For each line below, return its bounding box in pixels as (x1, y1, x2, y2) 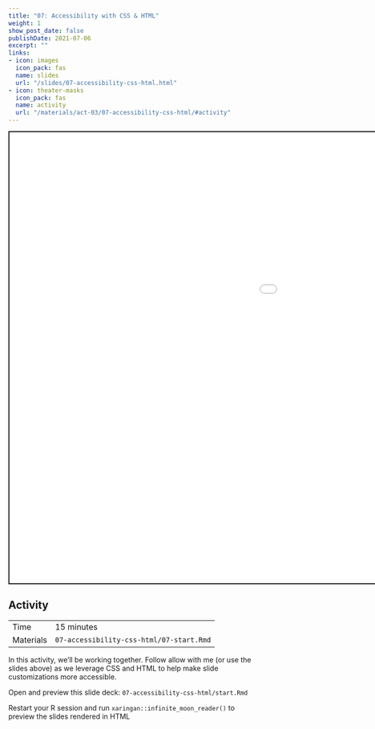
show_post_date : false (8, 26, 84, 34)
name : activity (15, 101, 67, 109)
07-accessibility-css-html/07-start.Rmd (54, 635, 212, 644)
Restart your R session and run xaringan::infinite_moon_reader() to (8, 703, 235, 712)
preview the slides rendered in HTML (8, 711, 131, 721)
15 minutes (54, 621, 98, 632)
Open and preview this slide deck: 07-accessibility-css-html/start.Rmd (8, 687, 248, 697)
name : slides (15, 71, 59, 79)
